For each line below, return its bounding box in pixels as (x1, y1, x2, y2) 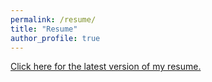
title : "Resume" (10, 24, 78, 34)
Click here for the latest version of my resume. (10, 61, 202, 73)
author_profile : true (10, 33, 101, 43)
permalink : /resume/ (10, 14, 97, 25)
